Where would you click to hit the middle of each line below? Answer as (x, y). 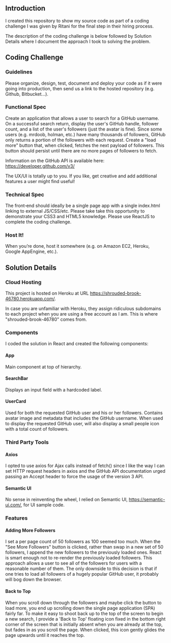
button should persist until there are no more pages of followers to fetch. (81, 150)
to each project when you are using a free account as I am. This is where (81, 314)
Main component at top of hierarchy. (44, 367)
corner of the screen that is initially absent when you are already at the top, (84, 624)
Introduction (25, 8)
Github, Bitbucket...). (27, 94)
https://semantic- (147, 500)
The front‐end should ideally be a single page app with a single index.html (83, 205)
